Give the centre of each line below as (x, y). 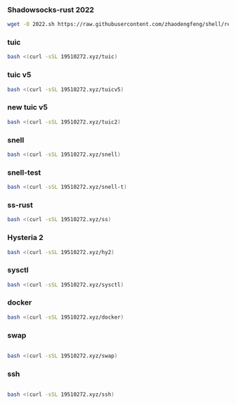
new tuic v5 (27, 107)
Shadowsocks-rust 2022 (51, 10)
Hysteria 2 (25, 238)
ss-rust (20, 205)
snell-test (24, 172)
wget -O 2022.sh (31, 25)
